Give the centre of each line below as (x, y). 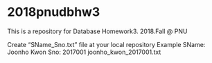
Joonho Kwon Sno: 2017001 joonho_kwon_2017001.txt (84, 52)
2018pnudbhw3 (54, 12)
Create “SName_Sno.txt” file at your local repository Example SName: (106, 44)
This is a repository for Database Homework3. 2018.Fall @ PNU (97, 31)
